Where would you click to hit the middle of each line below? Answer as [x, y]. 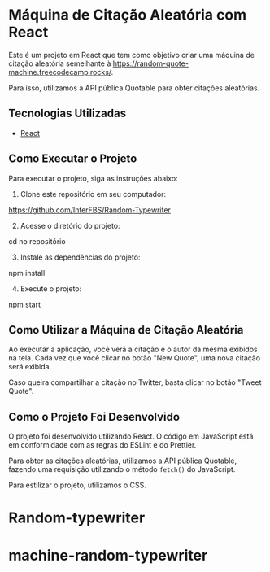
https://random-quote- [151, 63]
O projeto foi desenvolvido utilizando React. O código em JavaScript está [131, 436]
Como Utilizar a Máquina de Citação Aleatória [126, 330]
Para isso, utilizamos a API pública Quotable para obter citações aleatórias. [134, 88]
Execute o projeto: [51, 288]
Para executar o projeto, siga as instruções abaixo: [93, 178]
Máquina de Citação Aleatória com [128, 15]
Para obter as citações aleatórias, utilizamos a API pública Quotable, [123, 461]
